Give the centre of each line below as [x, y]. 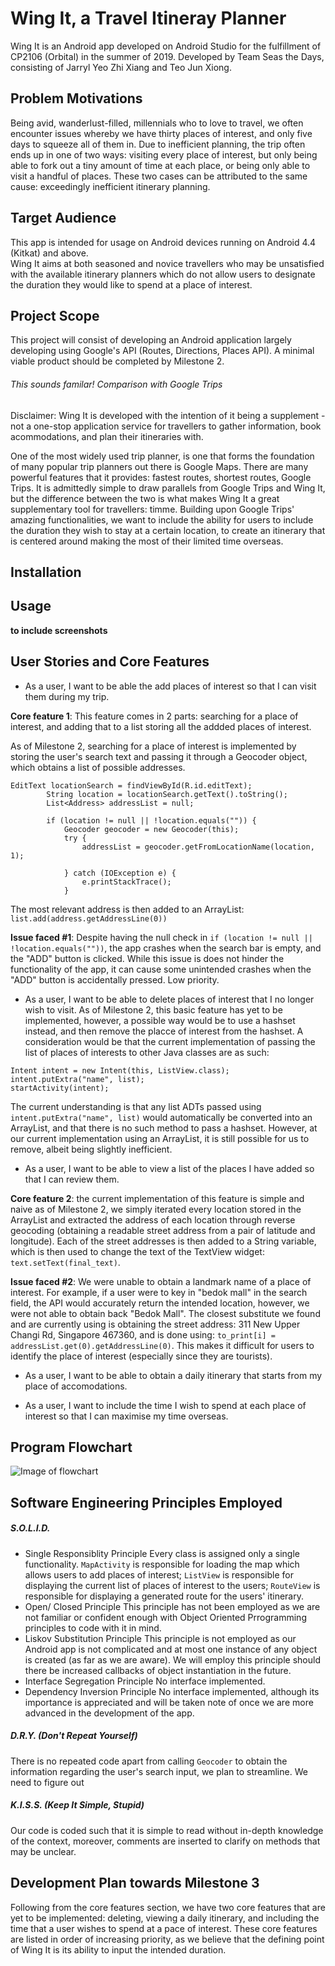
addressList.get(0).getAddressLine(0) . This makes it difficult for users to [162, 1345]
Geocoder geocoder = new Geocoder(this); [151, 829]
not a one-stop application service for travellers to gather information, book [166, 426]
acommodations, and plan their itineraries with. [107, 436]
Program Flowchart [71, 1447]
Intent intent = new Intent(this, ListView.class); [120, 1070]
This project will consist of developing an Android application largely [151, 340]
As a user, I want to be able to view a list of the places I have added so [169, 1168]
